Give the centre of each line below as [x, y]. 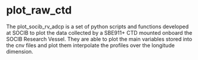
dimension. [20, 51]
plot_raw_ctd [39, 10]
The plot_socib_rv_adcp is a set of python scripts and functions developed [98, 26]
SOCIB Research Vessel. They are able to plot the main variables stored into [99, 39]
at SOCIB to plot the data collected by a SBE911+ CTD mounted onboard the [99, 32]
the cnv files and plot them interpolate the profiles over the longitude [90, 45]
